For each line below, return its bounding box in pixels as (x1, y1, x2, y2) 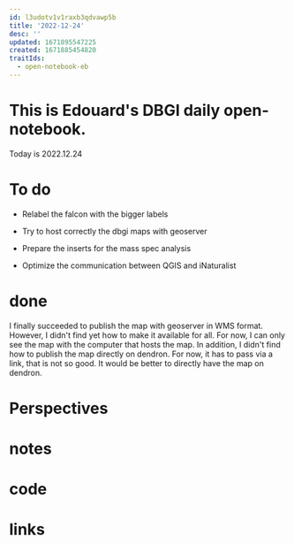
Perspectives (9, 398, 109, 418)
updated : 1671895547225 (9, 37, 97, 47)
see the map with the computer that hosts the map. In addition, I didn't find (9, 339, 281, 349)
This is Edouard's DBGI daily (9, 101, 221, 120)
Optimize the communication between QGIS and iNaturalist (21, 260, 237, 271)
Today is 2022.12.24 (9, 148, 82, 159)
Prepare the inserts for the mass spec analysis (21, 242, 192, 253)
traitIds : (9, 54, 46, 63)
